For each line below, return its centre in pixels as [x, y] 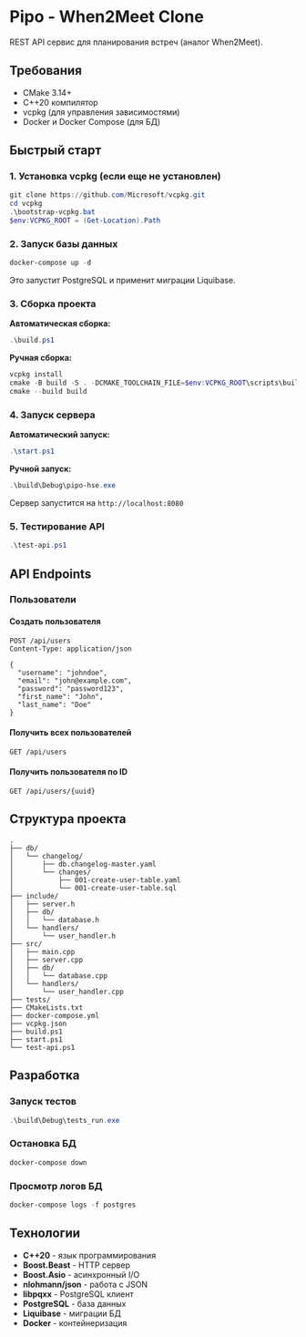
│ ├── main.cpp [42, 951]
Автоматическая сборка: [60, 324]
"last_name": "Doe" [55, 704]
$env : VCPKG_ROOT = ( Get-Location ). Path [85, 221]
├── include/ [34, 896]
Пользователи [43, 600]
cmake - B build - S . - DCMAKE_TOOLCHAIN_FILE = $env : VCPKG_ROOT [128, 383]
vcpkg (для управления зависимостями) [101, 112]
